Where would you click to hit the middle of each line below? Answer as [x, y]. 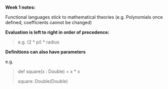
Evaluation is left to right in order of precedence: [57, 32]
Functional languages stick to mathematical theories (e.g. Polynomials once [84, 17]
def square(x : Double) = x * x [49, 71]
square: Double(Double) [43, 81]
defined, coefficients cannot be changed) [49, 23]
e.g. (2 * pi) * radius [38, 42]
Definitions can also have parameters [46, 52]
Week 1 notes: [20, 7]
